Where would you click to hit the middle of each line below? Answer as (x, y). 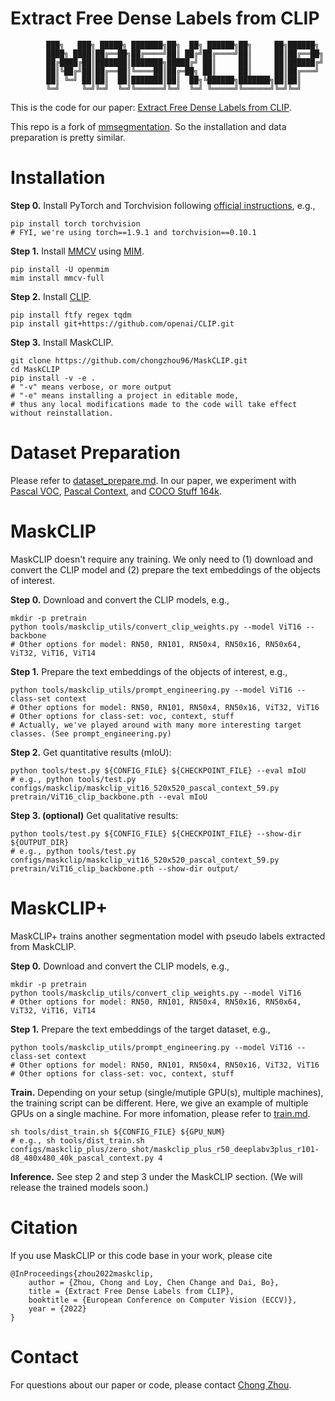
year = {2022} (57, 1308)
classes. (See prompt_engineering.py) (91, 733)
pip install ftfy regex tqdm (71, 315)
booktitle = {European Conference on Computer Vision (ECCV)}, (163, 1300)
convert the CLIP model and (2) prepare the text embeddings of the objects (165, 569)
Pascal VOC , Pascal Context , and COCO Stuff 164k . (116, 491)
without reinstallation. (62, 413)
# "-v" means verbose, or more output (91, 387)
